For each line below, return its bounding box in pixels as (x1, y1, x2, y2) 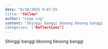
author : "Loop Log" (5, 16, 45, 21)
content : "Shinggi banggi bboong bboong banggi (5, 20, 104, 26)
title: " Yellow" (5, 12, 38, 16)
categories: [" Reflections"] (5, 25, 64, 30)
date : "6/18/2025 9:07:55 (5, 7, 57, 12)
